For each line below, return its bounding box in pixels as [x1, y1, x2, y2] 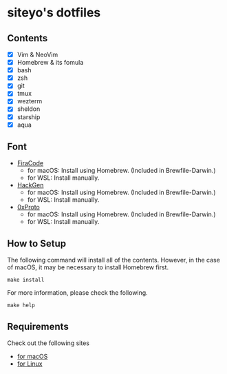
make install [7, 277, 45, 284]
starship [17, 112, 41, 121]
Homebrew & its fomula [17, 59, 84, 67]
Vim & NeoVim [17, 50, 58, 59]
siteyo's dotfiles [7, 5, 101, 21]
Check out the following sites [7, 339, 89, 347]
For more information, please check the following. [7, 289, 148, 297]
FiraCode [17, 159, 43, 167]
